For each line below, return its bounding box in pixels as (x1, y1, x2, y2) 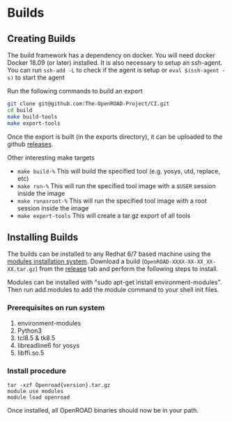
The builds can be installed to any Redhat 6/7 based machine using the (7, 250, 211, 259)
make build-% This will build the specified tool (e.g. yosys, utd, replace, (17, 167, 221, 175)
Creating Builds (7, 33, 76, 45)
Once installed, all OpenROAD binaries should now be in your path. (7, 406, 199, 414)
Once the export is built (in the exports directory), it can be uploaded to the (7, 132, 223, 141)
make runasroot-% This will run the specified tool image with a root (17, 197, 207, 205)
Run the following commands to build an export (7, 87, 143, 95)
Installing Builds (7, 231, 79, 243)
